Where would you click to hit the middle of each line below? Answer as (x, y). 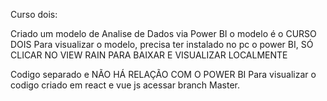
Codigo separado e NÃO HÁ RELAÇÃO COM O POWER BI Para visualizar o (163, 74)
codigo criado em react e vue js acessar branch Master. (125, 85)
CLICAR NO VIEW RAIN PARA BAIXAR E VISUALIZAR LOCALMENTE (149, 55)
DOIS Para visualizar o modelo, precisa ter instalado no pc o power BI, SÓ (162, 44)
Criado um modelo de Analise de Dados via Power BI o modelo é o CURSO (163, 33)
